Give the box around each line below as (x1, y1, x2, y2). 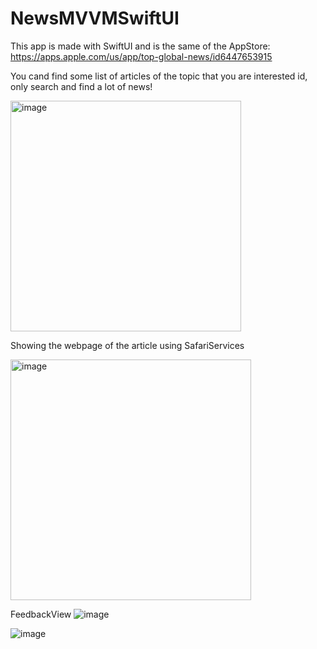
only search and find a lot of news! (10, 80, 153, 92)
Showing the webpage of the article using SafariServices (10, 339, 245, 351)
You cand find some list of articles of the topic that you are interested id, (10, 70, 308, 82)
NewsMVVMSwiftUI (10, 7, 180, 30)
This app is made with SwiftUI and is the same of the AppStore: (10, 40, 271, 52)
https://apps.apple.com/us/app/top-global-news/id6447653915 (10, 50, 273, 62)
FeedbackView (10, 608, 72, 620)
